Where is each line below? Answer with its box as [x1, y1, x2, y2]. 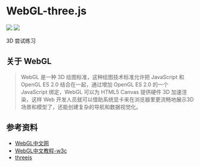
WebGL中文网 [14, 139, 49, 147]
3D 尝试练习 [6, 37, 36, 44]
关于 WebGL [6, 56, 52, 66]
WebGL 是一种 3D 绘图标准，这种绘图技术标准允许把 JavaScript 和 [20, 73, 184, 80]
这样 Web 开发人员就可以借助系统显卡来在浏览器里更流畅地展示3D [31, 96, 194, 103]
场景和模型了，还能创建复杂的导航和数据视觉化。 [20, 103, 141, 110]
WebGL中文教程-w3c [14, 147, 67, 154]
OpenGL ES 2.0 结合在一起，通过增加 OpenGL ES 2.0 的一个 [20, 81, 169, 88]
